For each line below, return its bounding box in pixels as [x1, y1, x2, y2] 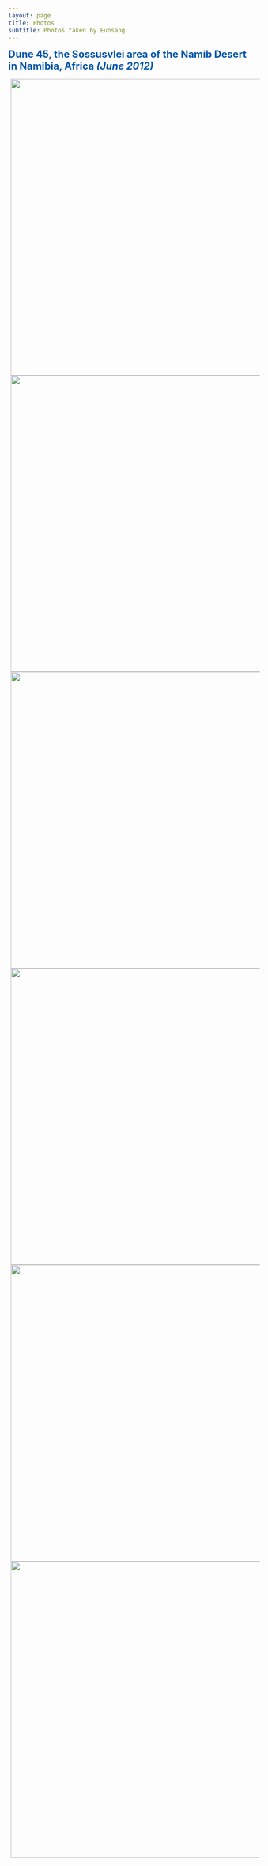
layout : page [8, 11, 51, 20]
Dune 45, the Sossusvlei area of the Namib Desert [8, 48, 247, 61]
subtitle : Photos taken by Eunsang [8, 26, 126, 34]
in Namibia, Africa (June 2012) [8, 60, 154, 73]
